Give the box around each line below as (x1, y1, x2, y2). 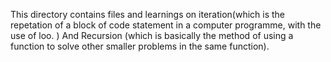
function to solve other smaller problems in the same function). (10, 40, 270, 52)
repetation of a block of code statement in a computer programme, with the (10, 19, 322, 31)
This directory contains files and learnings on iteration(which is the (10, 9, 286, 20)
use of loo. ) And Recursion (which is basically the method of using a (10, 30, 294, 41)
